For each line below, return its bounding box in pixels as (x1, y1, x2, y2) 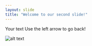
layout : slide (5, 7, 35, 12)
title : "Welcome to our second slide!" (5, 12, 88, 17)
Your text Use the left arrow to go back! (5, 25, 86, 31)
